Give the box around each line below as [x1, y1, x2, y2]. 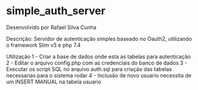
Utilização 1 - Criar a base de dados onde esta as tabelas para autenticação [6, 53, 191, 60]
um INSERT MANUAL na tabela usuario [6, 78, 102, 85]
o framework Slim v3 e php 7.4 [6, 41, 81, 49]
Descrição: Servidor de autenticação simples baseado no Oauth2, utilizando [6, 35, 193, 42]
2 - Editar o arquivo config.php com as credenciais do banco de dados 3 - [6, 59, 188, 66]
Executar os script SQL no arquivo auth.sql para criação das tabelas [6, 65, 172, 72]
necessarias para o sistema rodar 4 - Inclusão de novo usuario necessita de [6, 72, 191, 79]
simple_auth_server [6, 4, 106, 18]
